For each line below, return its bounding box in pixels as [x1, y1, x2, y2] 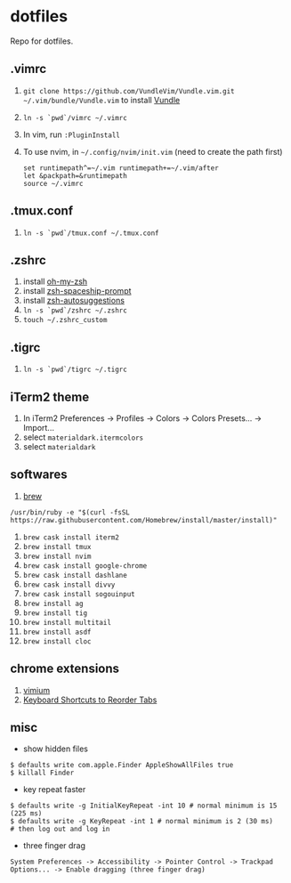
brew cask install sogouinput [22, 589, 136, 598]
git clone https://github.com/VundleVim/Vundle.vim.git [22, 86, 235, 95]
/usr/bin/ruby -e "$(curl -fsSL [10, 507, 130, 517]
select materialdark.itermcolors [22, 432, 144, 442]
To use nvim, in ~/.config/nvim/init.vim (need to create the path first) [22, 146, 283, 157]
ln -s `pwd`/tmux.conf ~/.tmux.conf [22, 229, 159, 238]
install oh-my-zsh [22, 276, 88, 287]
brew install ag [22, 599, 84, 608]
